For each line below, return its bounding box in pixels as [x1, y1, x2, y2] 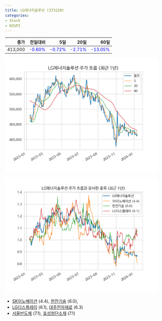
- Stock [5, 18, 21, 23]
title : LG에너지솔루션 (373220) [5, 8, 65, 13]
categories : [5, 13, 29, 18]
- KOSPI [5, 23, 21, 28]
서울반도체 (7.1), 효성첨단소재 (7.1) [12, 310, 76, 316]
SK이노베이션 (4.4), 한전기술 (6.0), [12, 298, 79, 304]
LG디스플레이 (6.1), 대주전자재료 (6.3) [12, 304, 83, 310]
